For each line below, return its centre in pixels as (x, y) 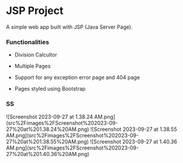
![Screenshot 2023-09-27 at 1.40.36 (133, 141)
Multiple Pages (32, 66)
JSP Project (35, 11)
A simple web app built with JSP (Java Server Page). (69, 27)
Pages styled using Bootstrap (50, 89)
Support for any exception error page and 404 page (77, 78)
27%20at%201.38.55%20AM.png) (47, 141)
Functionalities (28, 42)
